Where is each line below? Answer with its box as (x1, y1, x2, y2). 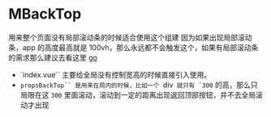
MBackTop (8, 5, 82, 23)
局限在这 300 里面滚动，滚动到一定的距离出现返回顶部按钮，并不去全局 (19, 90, 256, 99)
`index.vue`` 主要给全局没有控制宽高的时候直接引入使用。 (19, 69, 212, 79)
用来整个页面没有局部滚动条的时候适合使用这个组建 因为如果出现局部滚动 (8, 32, 252, 42)
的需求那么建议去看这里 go (8, 52, 97, 62)
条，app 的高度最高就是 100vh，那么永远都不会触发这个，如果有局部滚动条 (8, 42, 259, 52)
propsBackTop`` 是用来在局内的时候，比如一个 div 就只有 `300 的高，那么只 (19, 80, 258, 90)
